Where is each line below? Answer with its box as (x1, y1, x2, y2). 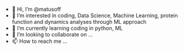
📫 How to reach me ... (11, 37, 68, 45)
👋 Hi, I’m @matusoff (11, 6, 62, 12)
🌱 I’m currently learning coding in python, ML (11, 24, 123, 32)
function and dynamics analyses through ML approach (11, 18, 147, 25)
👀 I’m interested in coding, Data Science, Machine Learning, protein (11, 12, 178, 19)
